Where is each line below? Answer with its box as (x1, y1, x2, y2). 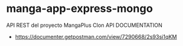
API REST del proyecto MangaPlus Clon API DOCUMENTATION (6, 22, 163, 29)
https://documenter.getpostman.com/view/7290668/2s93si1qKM (14, 33, 177, 40)
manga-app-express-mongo (6, 2, 153, 16)
